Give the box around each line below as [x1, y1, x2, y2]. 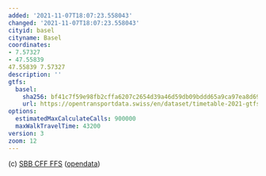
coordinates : [8, 41, 51, 49]
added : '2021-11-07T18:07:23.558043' [8, 11, 133, 20]
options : [8, 108, 37, 116]
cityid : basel [8, 26, 55, 34]
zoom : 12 [8, 136, 37, 145]
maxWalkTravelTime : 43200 [15, 122, 101, 130]
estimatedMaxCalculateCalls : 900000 [15, 115, 136, 123]
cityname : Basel [8, 33, 62, 42]
